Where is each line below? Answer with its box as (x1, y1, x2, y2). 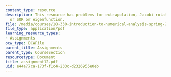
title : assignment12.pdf (5, 59, 58, 64)
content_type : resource (5, 7, 56, 13)
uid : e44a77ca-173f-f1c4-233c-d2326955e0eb (5, 64, 99, 69)
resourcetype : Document (5, 54, 56, 60)
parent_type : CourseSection (5, 50, 65, 55)
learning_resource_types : (5, 31, 60, 36)
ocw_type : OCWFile (5, 41, 44, 46)
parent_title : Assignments (5, 45, 63, 50)
